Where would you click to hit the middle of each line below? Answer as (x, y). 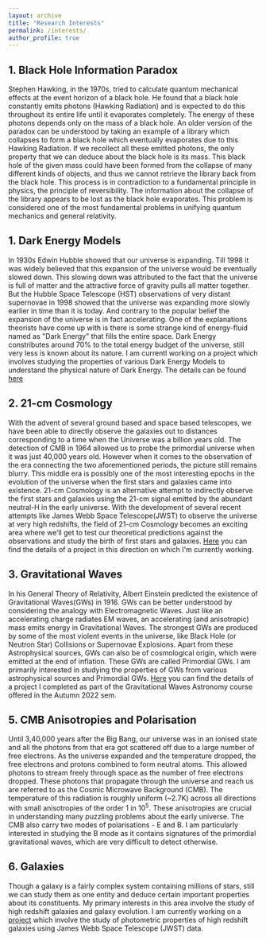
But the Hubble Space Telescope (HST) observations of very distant (120, 294)
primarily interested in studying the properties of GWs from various (118, 670)
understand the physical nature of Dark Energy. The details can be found (127, 370)
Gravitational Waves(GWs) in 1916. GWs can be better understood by (120, 602)
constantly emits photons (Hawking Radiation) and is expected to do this (127, 106)
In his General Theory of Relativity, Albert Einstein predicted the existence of (133, 593)
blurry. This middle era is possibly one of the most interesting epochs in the (132, 473)
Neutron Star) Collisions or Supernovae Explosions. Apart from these (121, 644)
